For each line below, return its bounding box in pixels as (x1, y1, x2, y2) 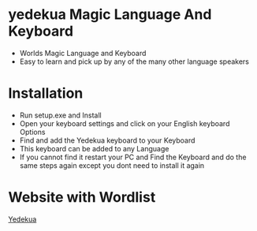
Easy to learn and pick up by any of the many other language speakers (19, 57, 250, 66)
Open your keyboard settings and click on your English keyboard (19, 118, 230, 128)
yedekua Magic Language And (8, 6, 212, 24)
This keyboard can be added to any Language (19, 143, 169, 153)
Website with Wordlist (8, 188, 156, 207)
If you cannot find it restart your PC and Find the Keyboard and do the (19, 152, 247, 162)
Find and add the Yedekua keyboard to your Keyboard (19, 136, 196, 145)
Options (19, 127, 46, 136)
